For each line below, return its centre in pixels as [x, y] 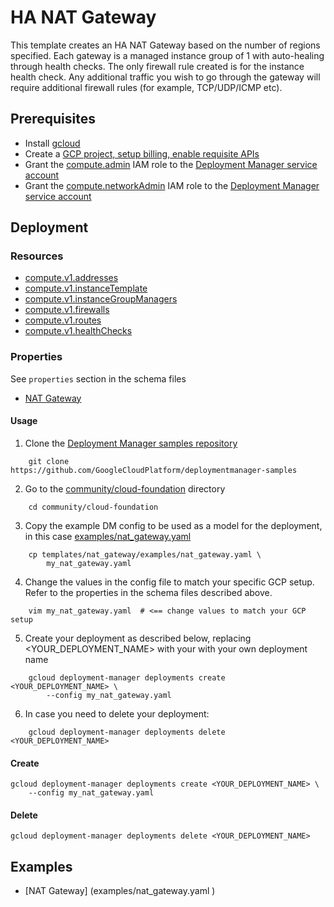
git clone [49, 461]
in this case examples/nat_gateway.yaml [108, 536]
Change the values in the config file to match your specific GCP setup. [169, 582]
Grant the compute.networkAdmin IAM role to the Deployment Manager [172, 185]
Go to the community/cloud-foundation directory [125, 488]
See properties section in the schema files [98, 378]
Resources [37, 256]
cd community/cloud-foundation [93, 507]
